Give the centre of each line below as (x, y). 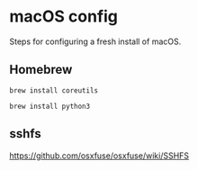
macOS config (64, 17)
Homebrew (41, 70)
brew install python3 (50, 106)
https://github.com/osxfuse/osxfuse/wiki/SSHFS (99, 156)
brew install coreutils (54, 90)
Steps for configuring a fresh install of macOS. (95, 41)
